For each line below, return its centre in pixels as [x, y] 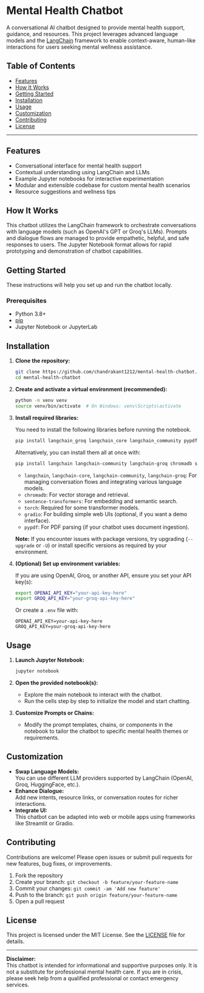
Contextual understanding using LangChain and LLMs [82, 172]
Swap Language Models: [47, 771]
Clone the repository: [42, 361]
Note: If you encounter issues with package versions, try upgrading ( [101, 539]
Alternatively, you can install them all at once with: [78, 452]
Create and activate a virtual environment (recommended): [91, 389]
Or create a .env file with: [47, 610]
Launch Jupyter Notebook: [50, 660]
